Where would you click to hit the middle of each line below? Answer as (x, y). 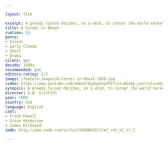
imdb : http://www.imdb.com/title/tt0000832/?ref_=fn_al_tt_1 (70, 130)
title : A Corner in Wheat (32, 28)
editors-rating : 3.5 (27, 74)
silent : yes (17, 60)
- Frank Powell (21, 116)
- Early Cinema (21, 46)
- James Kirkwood (23, 125)
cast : (11, 111)
